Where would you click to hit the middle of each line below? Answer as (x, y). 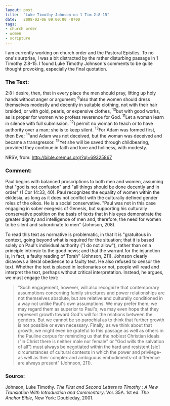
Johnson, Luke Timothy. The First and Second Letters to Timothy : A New (82, 387)
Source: (15, 376)
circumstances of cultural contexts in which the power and (79, 352)
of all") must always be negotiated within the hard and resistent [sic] (89, 347)
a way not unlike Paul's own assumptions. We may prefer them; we (87, 304)
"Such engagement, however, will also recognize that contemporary (88, 288)
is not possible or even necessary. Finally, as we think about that (85, 325)
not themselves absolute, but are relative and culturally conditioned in (90, 298)
